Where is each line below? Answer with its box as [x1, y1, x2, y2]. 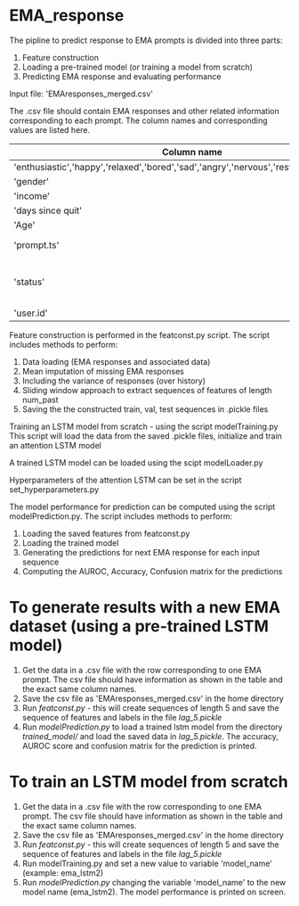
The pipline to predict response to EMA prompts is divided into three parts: [9, 35, 283, 45]
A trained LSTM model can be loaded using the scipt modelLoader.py [9, 457, 263, 468]
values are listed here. [9, 124, 91, 135]
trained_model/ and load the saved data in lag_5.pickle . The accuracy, [21, 730, 279, 741]
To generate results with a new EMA [9, 597, 281, 618]
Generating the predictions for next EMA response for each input [21, 547, 261, 557]
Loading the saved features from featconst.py [21, 528, 190, 539]
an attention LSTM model [9, 440, 102, 450]
